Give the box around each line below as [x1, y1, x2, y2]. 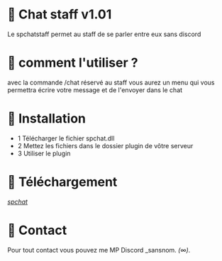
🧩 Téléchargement [7, 174, 118, 190]
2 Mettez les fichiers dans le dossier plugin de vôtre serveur [17, 141, 194, 150]
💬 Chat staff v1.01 [7, 6, 112, 23]
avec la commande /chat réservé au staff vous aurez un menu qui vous [7, 78, 215, 87]
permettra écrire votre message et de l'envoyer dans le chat [7, 85, 183, 94]
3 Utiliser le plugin [17, 149, 71, 157]
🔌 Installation [7, 111, 87, 127]
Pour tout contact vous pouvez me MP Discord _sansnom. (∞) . [7, 245, 191, 254]
